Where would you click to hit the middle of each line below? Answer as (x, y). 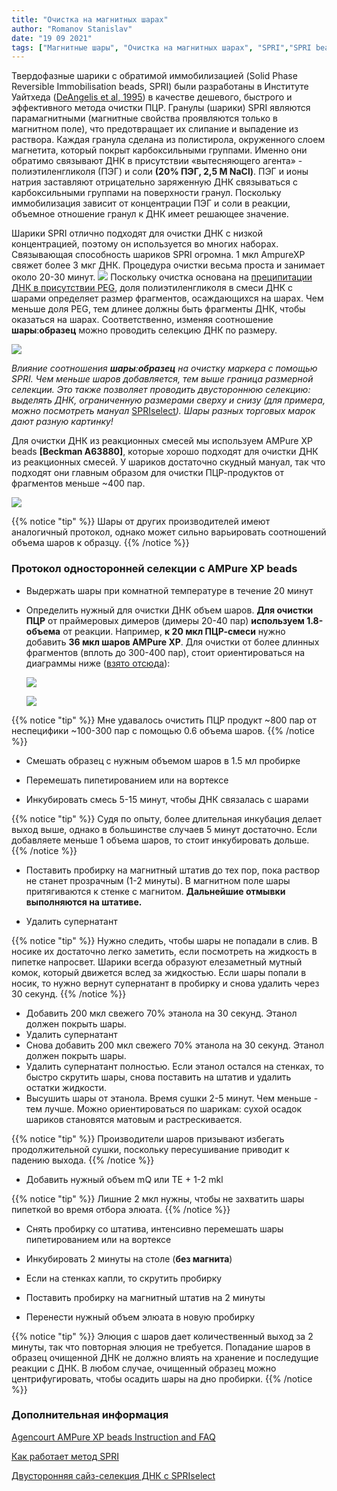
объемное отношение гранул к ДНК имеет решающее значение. (150, 214)
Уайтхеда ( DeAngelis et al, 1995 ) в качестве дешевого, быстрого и (152, 97)
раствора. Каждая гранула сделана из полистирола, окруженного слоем (168, 140)
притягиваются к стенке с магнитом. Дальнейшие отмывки (155, 891)
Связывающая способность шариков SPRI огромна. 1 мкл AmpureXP (158, 255)
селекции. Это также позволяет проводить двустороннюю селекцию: (161, 390)
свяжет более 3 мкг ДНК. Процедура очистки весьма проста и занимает (168, 265)
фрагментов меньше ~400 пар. (78, 483)
